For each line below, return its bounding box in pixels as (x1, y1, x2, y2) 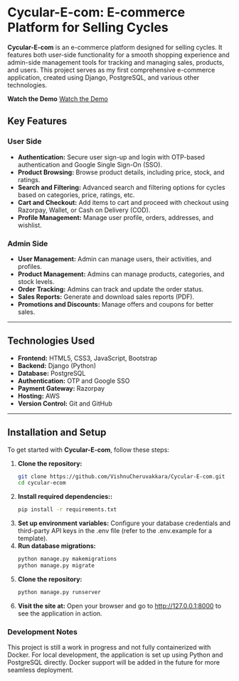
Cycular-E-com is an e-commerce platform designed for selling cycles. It (7, 43, 223, 51)
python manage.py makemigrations (17, 556, 117, 563)
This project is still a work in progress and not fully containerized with (7, 643, 211, 652)
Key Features (7, 115, 68, 127)
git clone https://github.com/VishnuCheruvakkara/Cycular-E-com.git (17, 473, 225, 480)
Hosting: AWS (17, 391, 60, 400)
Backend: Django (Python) (17, 361, 97, 370)
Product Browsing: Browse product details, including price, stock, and (17, 168, 225, 176)
